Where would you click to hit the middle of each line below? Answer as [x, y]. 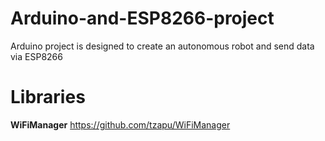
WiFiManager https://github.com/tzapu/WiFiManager [120, 124]
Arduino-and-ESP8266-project [142, 18]
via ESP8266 [36, 56]
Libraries [48, 97]
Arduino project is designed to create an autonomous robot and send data [162, 46]
